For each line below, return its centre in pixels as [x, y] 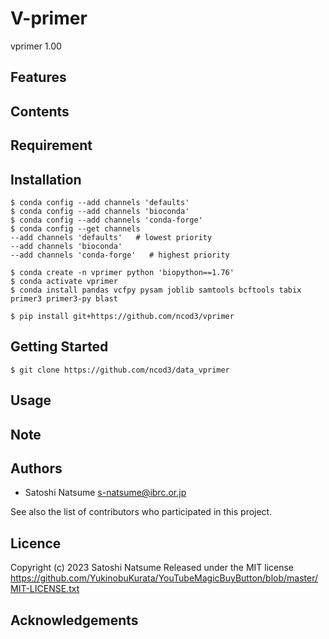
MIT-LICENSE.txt [45, 589]
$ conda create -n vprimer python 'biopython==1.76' [122, 272]
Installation [46, 179]
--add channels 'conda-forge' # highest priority [120, 255]
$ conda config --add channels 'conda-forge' [106, 220]
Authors [36, 468]
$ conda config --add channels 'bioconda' [100, 211]
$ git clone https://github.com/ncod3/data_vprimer [120, 370]
